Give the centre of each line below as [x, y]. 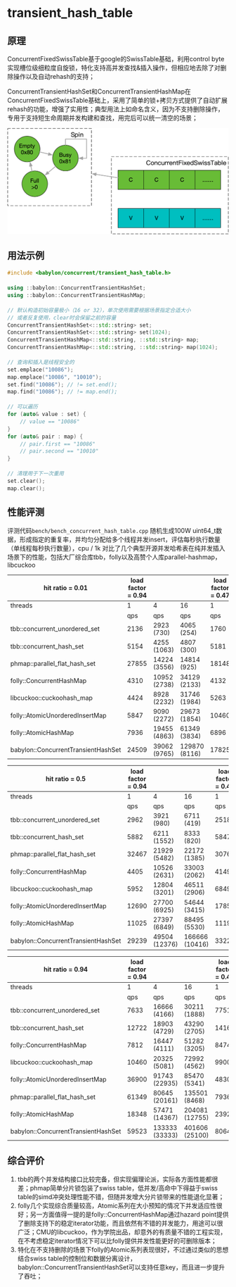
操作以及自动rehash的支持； [54, 76]
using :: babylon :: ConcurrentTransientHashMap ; [77, 296]
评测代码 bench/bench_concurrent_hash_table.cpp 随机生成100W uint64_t [112, 530]
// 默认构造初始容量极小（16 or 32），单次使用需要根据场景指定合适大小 [99, 310]
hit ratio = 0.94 [65, 969]
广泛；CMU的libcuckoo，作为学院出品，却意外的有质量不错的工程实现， [122, 1232]
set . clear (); [26, 481]
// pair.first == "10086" [58, 444]
